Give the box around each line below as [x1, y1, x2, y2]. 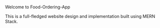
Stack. [5, 19, 18, 24]
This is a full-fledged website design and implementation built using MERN [5, 14, 156, 19]
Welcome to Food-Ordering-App [5, 4, 70, 10]
